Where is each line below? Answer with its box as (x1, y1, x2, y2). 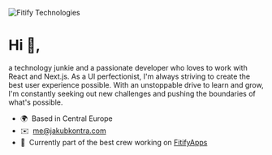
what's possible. (8, 97, 63, 107)
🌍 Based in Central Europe (19, 114, 114, 123)
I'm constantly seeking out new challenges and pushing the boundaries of (8, 88, 256, 98)
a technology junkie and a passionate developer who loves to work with (8, 62, 248, 72)
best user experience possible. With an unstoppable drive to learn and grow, (8, 80, 264, 89)
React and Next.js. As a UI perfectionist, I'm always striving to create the (8, 71, 250, 81)
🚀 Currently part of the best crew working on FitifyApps (19, 137, 208, 147)
